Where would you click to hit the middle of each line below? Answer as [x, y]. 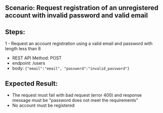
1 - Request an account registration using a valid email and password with [79, 43]
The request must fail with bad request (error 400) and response [77, 95]
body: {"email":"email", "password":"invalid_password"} [71, 68]
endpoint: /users [28, 63]
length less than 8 [23, 49]
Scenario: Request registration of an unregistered [82, 8]
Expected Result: [31, 83]
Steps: [15, 32]
